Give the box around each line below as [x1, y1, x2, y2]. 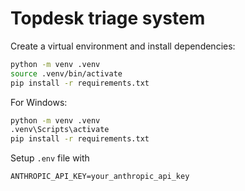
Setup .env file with [10, 152, 90, 164]
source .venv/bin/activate [10, 68, 123, 79]
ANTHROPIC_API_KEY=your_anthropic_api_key [10, 172, 190, 182]
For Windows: [10, 96, 68, 108]
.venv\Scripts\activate [10, 125, 110, 135]
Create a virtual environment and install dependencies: [10, 40, 236, 52]
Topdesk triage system [10, 7, 206, 30]
